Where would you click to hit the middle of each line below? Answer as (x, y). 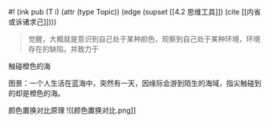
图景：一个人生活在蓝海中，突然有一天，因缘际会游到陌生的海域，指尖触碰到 (135, 83)
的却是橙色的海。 (37, 93)
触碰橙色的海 (29, 66)
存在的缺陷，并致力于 (63, 49)
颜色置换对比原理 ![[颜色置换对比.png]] (72, 110)
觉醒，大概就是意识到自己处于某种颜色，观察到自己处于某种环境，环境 (144, 39)
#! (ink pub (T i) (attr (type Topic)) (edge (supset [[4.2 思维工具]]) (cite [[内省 (134, 12)
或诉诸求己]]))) (33, 22)
